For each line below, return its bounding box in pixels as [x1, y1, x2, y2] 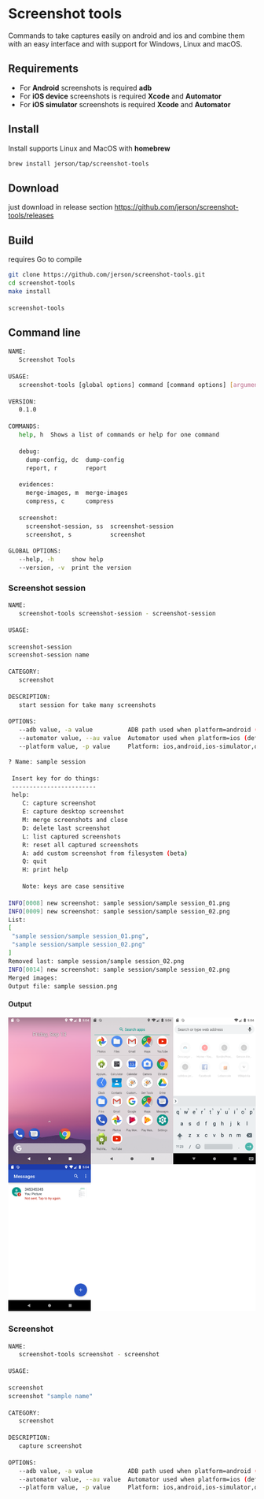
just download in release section [8, 203, 113, 212]
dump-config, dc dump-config [25, 456, 125, 463]
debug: [18, 447, 41, 456]
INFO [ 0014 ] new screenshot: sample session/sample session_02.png [8, 965, 230, 973]
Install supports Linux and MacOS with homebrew [8, 143, 170, 153]
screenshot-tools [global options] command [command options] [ [18, 381, 234, 389]
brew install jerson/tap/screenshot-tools [8, 159, 149, 168]
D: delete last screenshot [22, 824, 111, 832]
